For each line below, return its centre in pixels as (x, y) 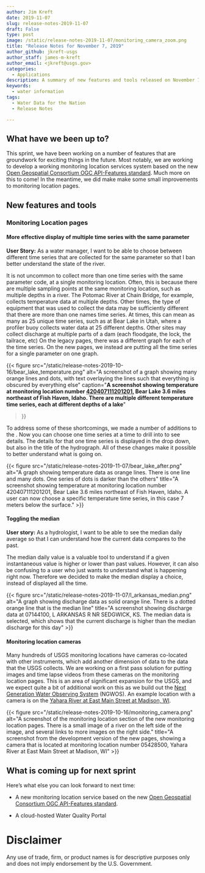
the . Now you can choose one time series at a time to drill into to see (93, 434)
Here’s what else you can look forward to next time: (71, 786)
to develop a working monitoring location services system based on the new (102, 166)
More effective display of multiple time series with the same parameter (98, 237)
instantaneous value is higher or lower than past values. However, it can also (103, 564)
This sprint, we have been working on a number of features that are (91, 153)
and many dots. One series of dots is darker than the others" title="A (92, 479)
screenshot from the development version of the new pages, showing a (96, 739)
